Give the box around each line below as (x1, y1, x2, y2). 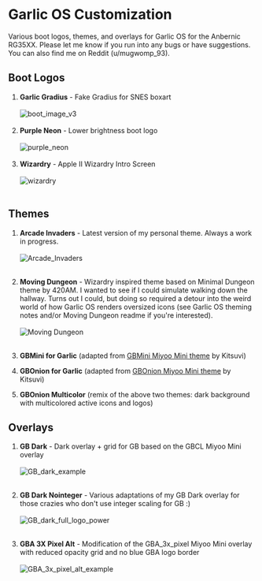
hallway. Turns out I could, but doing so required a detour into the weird (19, 293, 252, 303)
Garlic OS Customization (8, 6, 172, 24)
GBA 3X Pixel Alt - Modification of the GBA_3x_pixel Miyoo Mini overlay (19, 539, 253, 549)
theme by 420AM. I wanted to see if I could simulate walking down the (19, 285, 248, 295)
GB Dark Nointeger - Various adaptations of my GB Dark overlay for (19, 490, 240, 500)
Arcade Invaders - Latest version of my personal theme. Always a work (19, 228, 253, 237)
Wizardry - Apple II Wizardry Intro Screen (19, 159, 156, 169)
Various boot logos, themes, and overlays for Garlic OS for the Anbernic (8, 32, 242, 41)
